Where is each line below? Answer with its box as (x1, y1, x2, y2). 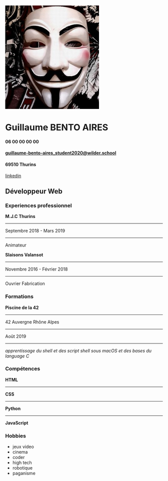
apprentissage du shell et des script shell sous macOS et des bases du (5, 347, 151, 353)
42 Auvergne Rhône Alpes (5, 318, 59, 325)
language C (5, 353, 29, 359)
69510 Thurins (5, 161, 36, 167)
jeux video (12, 443, 34, 450)
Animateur (5, 242, 26, 248)
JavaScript (5, 419, 28, 425)
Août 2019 (5, 333, 26, 339)
